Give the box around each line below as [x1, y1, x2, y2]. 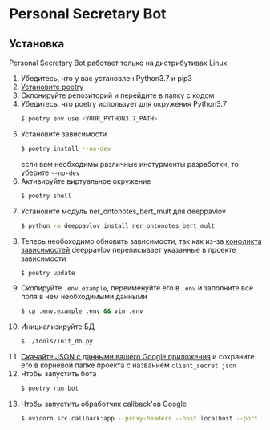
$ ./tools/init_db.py [20, 338, 93, 346]
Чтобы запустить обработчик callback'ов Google [20, 399, 187, 408]
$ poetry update [20, 269, 75, 277]
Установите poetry [20, 82, 84, 91]
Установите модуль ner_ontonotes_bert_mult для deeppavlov [20, 206, 227, 216]
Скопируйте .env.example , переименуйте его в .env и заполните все [20, 283, 254, 293]
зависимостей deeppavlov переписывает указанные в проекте [20, 245, 236, 254]
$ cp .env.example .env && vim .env [20, 307, 143, 315]
